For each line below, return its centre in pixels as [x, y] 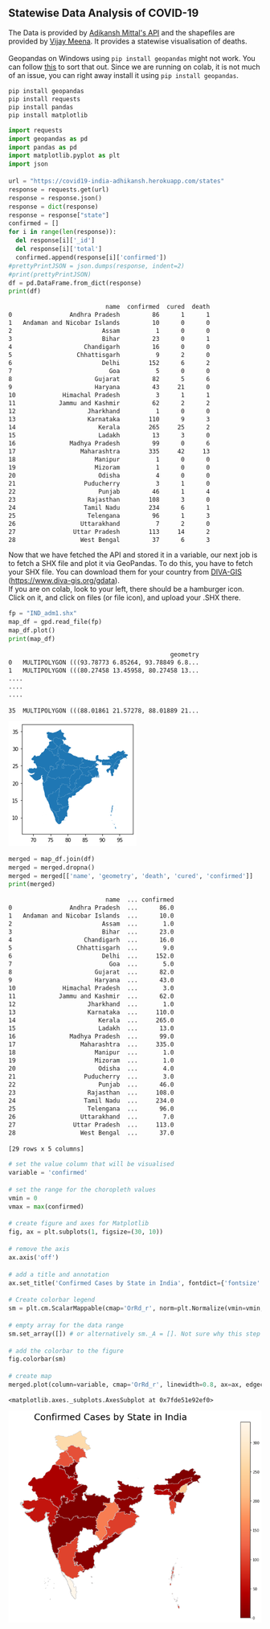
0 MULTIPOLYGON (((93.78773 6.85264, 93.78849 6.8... [104, 663]
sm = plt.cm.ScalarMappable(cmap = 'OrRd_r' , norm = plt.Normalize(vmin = [127, 1309]
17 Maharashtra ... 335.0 [91, 1044]
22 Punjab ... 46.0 [91, 1085]
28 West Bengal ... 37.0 [91, 1133]
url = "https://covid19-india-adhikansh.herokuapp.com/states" [117, 181]
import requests [35, 130]
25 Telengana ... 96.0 [91, 1109]
